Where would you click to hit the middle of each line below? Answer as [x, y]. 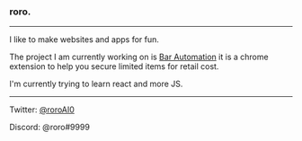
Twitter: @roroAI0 [42, 110]
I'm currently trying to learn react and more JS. [96, 84]
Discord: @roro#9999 [49, 128]
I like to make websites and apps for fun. [84, 40]
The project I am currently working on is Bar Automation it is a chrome [139, 57]
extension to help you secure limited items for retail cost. [114, 66]
